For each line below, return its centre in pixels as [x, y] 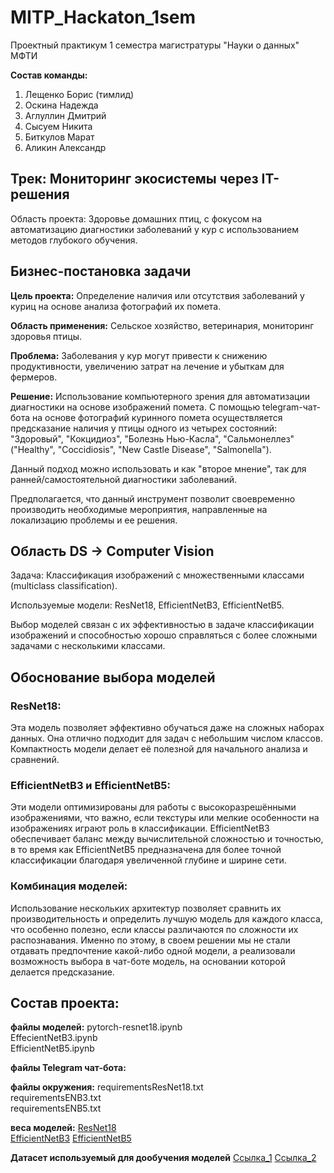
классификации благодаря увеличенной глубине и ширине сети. [148, 860]
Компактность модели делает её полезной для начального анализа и [159, 749]
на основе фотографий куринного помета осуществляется [157, 417]
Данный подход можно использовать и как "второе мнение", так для [158, 468]
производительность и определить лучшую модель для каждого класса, [166, 918]
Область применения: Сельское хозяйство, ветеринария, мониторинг [162, 325]
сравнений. [35, 760]
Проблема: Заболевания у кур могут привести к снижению [139, 355]
